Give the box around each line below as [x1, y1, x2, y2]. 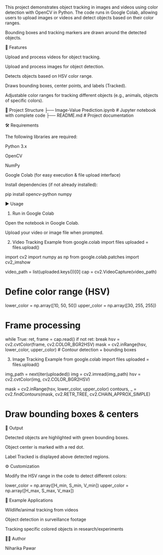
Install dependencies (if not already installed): [5, 182, 98, 187]
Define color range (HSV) [5, 286, 110, 297]
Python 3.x [5, 143, 27, 149]
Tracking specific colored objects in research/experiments [5, 526, 124, 532]
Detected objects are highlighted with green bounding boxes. [5, 434, 130, 440]
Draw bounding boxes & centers [5, 409, 139, 420]
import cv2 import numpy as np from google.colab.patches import [5, 254, 139, 260]
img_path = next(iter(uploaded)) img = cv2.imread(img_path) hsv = [5, 371, 141, 377]
